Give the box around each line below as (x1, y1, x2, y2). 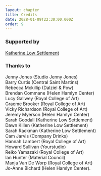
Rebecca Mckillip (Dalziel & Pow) (5, 84, 74, 91)
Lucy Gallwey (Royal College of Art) (5, 95, 79, 101)
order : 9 (5, 21, 24, 27)
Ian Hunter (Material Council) (5, 154, 66, 160)
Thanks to (5, 62, 31, 69)
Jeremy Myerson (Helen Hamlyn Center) (5, 111, 90, 117)
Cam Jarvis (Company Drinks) (5, 133, 68, 139)
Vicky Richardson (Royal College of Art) (5, 106, 88, 112)
